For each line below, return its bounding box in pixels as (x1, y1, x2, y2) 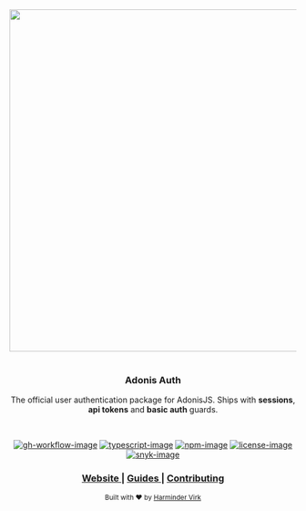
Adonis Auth (124, 373, 182, 386)
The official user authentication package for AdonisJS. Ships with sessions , (10, 394, 296, 405)
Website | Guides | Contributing (81, 472, 225, 485)
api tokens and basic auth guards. (87, 404, 219, 415)
